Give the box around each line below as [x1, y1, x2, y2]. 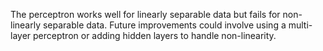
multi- [288, 19, 313, 31]
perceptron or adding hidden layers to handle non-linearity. [33, 30, 277, 41]
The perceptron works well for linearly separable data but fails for [10, 9, 281, 20]
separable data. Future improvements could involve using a [42, 19, 287, 31]
